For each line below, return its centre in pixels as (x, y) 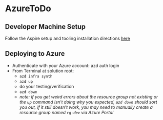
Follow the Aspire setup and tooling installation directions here (68, 38)
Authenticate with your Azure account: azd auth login (66, 65)
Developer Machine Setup (45, 27)
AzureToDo (28, 9)
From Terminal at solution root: (43, 71)
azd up (26, 81)
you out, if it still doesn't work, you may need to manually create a (86, 107)
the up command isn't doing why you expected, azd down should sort (88, 102)
